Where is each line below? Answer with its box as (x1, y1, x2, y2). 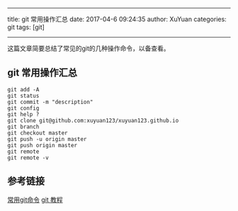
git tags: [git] (7, 23, 45, 31)
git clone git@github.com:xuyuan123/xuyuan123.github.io (7, 117, 179, 124)
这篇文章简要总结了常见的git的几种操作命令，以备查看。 (7, 44, 170, 52)
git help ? (7, 110, 40, 118)
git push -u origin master (7, 135, 87, 142)
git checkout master (7, 129, 69, 137)
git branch (7, 123, 40, 130)
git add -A (7, 86, 40, 93)
